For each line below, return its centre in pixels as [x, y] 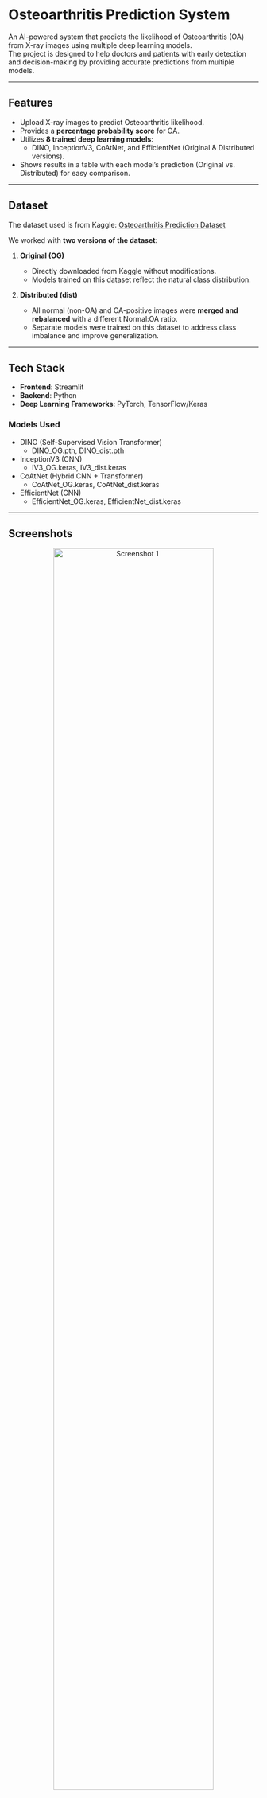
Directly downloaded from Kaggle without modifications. [124, 271]
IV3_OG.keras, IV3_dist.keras [79, 467]
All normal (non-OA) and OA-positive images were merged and [135, 310]
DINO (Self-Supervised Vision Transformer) [91, 442]
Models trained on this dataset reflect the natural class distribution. [141, 279]
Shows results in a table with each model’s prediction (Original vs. [128, 164]
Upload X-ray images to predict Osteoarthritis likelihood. [112, 122]
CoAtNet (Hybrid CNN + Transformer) [81, 476]
